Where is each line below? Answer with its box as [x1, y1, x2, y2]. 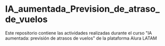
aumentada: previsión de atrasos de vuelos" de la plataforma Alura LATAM [5, 35, 157, 41]
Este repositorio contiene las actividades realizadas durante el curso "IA [5, 30, 152, 36]
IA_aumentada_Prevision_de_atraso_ [5, 3, 160, 15]
